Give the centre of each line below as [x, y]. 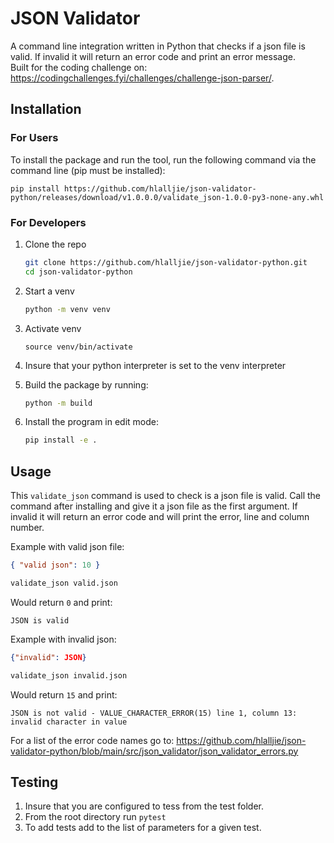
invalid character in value [69, 722]
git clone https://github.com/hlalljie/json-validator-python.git [166, 262]
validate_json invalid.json [69, 675]
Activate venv [53, 328]
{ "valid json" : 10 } [55, 565]
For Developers [48, 222]
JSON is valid [40, 620]
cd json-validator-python [78, 272]
